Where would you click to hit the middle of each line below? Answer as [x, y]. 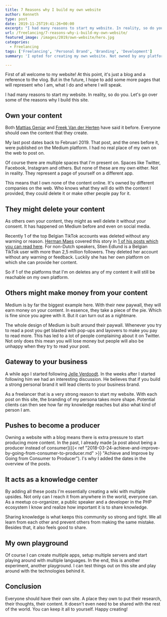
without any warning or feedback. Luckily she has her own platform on [78, 257]
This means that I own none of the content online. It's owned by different [80, 183]
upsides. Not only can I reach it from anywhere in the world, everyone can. [82, 497]
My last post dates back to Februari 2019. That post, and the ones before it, [82, 143]
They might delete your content [55, 209]
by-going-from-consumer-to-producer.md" [50, 453]
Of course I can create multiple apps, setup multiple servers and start [76, 555]
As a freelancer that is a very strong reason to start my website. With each [81, 394]
